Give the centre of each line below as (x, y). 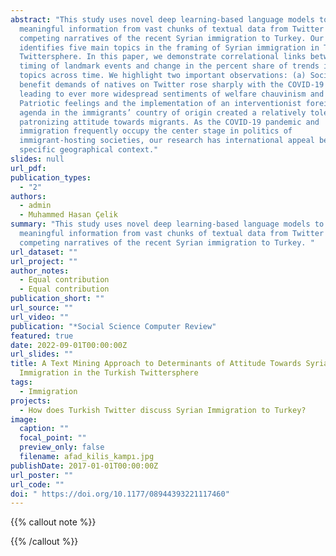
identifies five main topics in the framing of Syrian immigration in (169, 47)
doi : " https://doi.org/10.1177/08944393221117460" (120, 494)
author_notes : (40, 271)
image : (24, 419)
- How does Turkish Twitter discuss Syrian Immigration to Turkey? (163, 410)
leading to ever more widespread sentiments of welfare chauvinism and (172, 94)
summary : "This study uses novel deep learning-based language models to (167, 224)
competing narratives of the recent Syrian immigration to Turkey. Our (172, 38)
